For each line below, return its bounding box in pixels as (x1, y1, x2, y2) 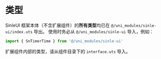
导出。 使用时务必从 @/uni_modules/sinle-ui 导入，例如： (33, 28, 154, 34)
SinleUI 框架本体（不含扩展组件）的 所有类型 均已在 (5, 22, 110, 28)
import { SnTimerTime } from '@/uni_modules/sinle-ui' (5, 38, 124, 43)
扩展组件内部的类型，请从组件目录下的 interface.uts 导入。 (5, 48, 131, 54)
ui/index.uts (5, 29, 33, 34)
